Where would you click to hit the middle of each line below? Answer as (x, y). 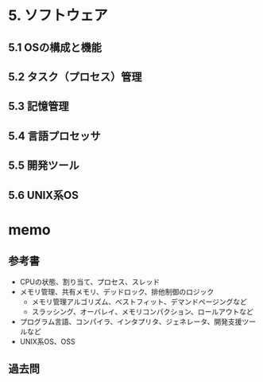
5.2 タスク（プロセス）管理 (75, 77)
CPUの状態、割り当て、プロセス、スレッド (90, 282)
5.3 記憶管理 (39, 106)
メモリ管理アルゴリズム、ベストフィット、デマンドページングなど (139, 302)
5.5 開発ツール (44, 166)
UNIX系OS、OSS (47, 341)
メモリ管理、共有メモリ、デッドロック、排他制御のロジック (117, 291)
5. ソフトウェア (58, 16)
